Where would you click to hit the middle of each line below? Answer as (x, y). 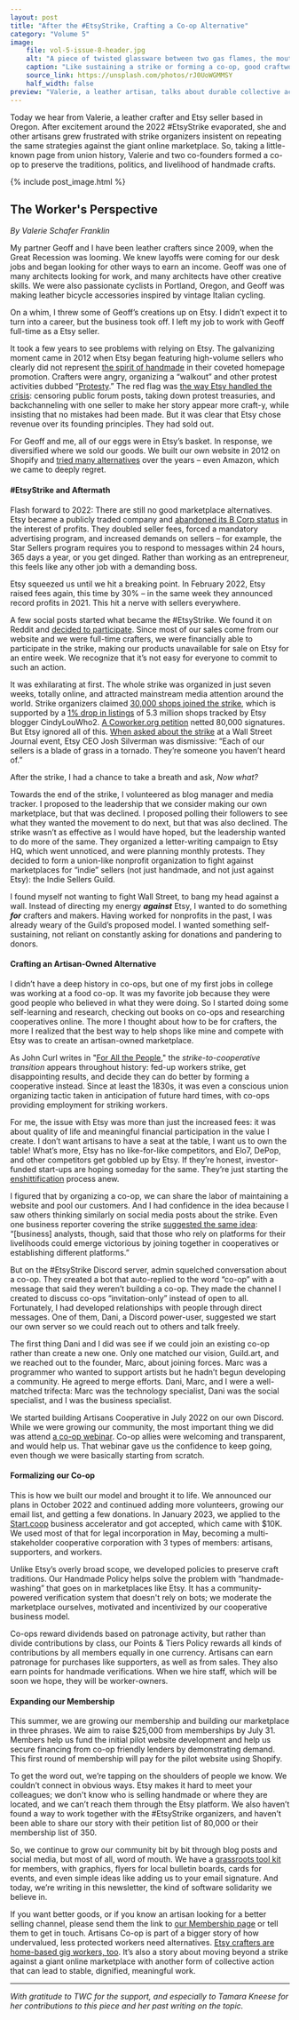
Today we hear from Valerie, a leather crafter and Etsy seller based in (137, 117)
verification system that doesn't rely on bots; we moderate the (158, 1597)
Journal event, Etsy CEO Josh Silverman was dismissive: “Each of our (138, 741)
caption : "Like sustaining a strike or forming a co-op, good (143, 68)
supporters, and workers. (56, 1552)
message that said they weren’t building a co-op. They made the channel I (146, 1289)
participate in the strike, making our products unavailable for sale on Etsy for (149, 648)
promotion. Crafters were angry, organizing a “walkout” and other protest (144, 377)
